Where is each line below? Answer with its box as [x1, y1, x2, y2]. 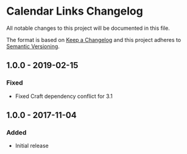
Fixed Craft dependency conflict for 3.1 [15, 93, 113, 100]
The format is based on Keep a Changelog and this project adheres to [6, 36, 182, 43]
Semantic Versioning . [6, 43, 60, 50]
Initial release [15, 142, 49, 150]
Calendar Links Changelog [6, 4, 143, 18]
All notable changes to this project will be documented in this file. [6, 24, 171, 32]
